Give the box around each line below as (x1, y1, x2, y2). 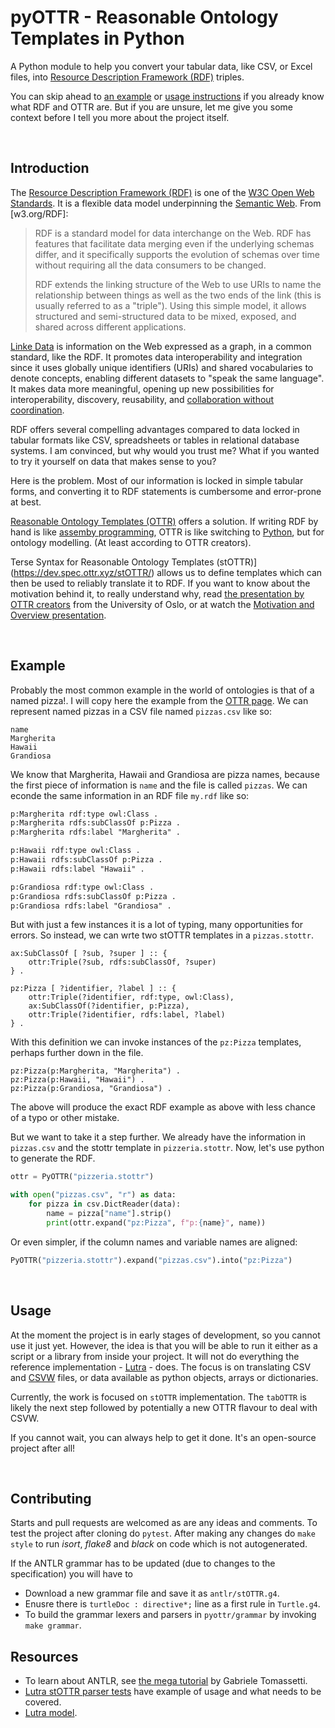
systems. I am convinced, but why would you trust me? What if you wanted (10, 444, 320, 456)
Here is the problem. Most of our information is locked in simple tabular (10, 474, 304, 486)
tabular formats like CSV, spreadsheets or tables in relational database (10, 434, 300, 446)
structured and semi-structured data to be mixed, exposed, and (34, 310, 297, 322)
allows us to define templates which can (156, 566, 323, 578)
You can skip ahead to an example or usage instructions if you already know (10, 90, 325, 102)
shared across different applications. (34, 321, 187, 333)
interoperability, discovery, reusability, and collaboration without (10, 393, 275, 405)
